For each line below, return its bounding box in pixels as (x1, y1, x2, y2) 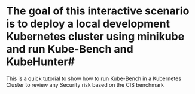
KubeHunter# (6, 55, 75, 69)
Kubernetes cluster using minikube (6, 30, 185, 43)
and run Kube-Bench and (6, 43, 133, 56)
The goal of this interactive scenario (6, 4, 190, 18)
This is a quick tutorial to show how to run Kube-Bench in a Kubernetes (6, 75, 181, 82)
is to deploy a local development (6, 17, 170, 31)
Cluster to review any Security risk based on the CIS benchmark (6, 81, 164, 88)
